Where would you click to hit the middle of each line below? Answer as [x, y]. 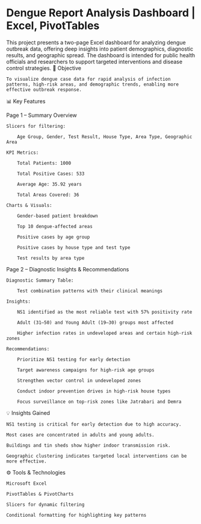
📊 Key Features [26, 101]
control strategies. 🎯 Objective [44, 68]
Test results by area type [51, 258]
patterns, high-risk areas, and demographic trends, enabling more [93, 84]
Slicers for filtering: [36, 126]
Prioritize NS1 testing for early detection [74, 359]
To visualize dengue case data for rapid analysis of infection [88, 79]
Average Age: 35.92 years [50, 184]
